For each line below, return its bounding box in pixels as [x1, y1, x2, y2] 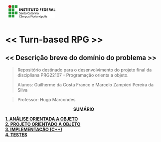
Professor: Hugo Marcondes [17, 96, 76, 102]
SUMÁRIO [73, 106, 95, 112]
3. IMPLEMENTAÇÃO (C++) [5, 126, 62, 132]
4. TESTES [5, 132, 27, 138]
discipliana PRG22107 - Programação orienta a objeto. [17, 72, 129, 78]
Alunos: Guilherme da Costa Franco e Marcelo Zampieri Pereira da [17, 81, 154, 87]
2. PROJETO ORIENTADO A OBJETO [5, 121, 81, 127]
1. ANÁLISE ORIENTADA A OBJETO [5, 116, 78, 122]
